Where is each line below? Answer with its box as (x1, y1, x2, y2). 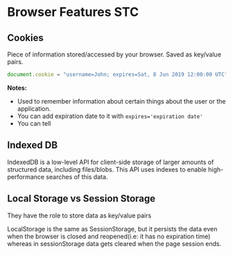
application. (17, 104, 51, 113)
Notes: (7, 83, 28, 92)
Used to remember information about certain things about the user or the (17, 97, 226, 105)
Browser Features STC (7, 4, 139, 20)
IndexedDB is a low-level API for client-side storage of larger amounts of (7, 158, 214, 166)
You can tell (17, 119, 51, 127)
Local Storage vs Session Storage (7, 192, 156, 205)
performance (7, 172, 45, 181)
